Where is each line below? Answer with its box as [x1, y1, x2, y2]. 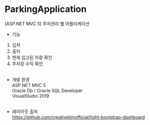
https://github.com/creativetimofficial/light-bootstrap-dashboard [11, 114, 145, 120]
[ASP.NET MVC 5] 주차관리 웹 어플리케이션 [4, 20, 90, 26]
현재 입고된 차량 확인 [11, 54, 52, 60]
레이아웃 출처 [11, 108, 38, 114]
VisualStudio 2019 [11, 92, 49, 98]
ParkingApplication [4, 3, 87, 15]
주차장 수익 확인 [11, 60, 43, 66]
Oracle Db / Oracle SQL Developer [11, 87, 83, 93]
